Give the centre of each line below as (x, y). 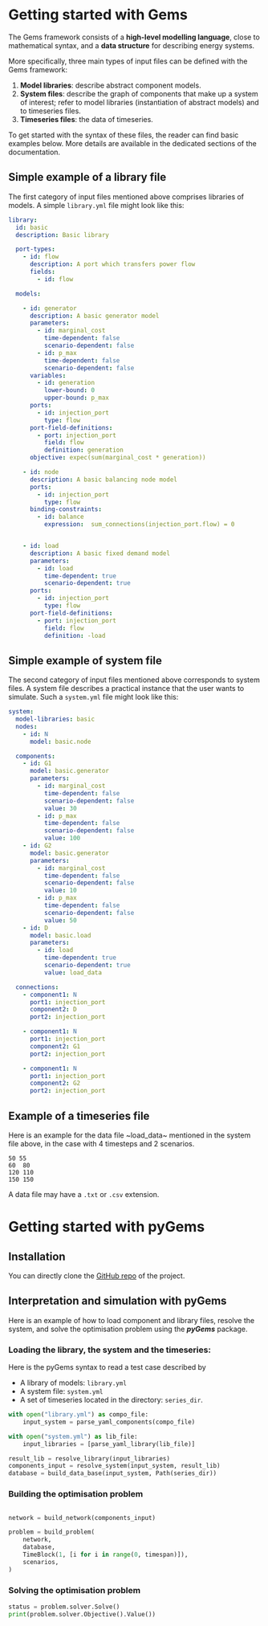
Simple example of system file (85, 660)
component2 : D (53, 1010)
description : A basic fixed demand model (100, 553)
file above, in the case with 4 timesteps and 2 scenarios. (102, 1144)
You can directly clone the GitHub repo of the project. (97, 1276)
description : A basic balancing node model (104, 480)
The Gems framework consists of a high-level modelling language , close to (134, 37)
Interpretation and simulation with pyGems (118, 1301)
